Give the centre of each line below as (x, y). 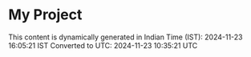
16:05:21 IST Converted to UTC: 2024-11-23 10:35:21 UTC (103, 45)
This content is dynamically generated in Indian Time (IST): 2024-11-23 (125, 37)
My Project (45, 15)
